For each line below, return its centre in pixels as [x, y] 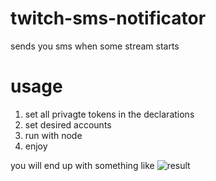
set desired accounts [68, 124]
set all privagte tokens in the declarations [109, 114]
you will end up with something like [82, 165]
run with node [53, 135]
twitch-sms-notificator [108, 18]
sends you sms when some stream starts [95, 46]
